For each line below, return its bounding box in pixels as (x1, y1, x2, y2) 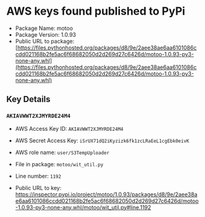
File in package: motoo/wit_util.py (15, 160, 104, 167)
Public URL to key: (15, 184, 62, 191)
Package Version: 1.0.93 (15, 31, 76, 38)
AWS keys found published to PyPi (6, 4, 185, 18)
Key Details (6, 94, 51, 105)
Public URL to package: (15, 37, 75, 45)
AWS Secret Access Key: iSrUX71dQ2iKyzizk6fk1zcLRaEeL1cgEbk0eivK (15, 136, 190, 144)
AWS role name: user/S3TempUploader (15, 149, 110, 156)
